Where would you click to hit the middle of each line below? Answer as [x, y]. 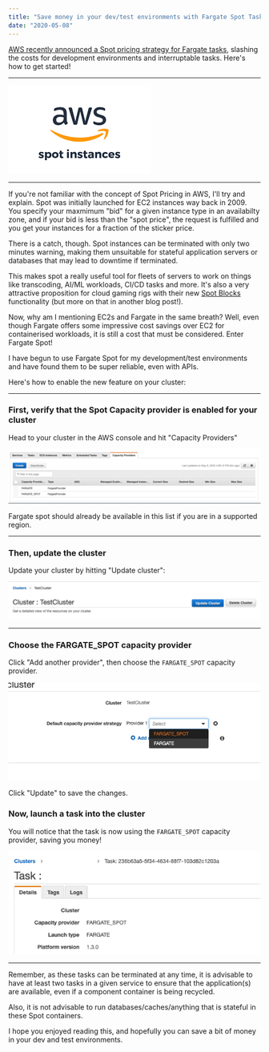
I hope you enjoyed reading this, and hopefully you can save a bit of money [132, 1031]
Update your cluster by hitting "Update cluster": [87, 570]
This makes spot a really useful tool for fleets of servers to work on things [130, 275]
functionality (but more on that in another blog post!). [96, 301]
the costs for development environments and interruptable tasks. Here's [127, 58]
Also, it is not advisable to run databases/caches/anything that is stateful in [132, 1007]
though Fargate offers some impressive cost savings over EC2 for [116, 325]
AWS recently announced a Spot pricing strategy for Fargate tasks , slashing [133, 49]
